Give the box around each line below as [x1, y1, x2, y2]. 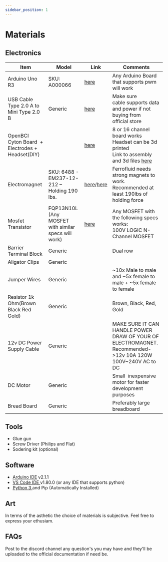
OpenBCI [7, 132, 29, 139]
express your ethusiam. [5, 518, 53, 524]
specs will [48, 230, 72, 237]
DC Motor [7, 381, 31, 388]
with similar [48, 223, 75, 230]
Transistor [7, 223, 31, 230]
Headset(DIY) [7, 151, 40, 158]
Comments [122, 64, 150, 71]
